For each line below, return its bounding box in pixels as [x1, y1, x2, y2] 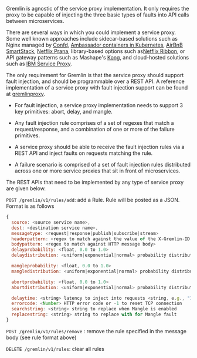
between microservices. [6, 18, 64, 24]
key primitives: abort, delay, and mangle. [14, 108, 113, 115]
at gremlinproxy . [6, 91, 46, 97]
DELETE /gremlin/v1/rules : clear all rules [6, 345, 104, 352]
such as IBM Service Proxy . [6, 60, 72, 67]
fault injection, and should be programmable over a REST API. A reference [6, 78, 185, 85]
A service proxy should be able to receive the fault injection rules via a [14, 144, 185, 150]
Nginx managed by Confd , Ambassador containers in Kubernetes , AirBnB [6, 41, 183, 48]
